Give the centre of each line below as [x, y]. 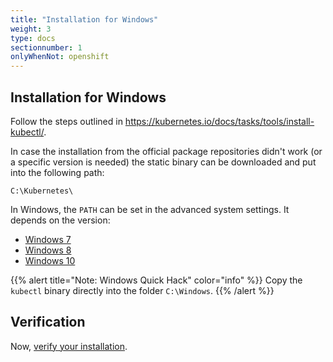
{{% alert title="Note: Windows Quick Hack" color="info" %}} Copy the [156, 280]
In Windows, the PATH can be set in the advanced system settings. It [150, 209]
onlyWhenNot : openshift [60, 57]
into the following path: [57, 172]
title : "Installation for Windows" [84, 19]
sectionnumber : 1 [46, 47]
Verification [48, 322]
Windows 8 [48, 250]
